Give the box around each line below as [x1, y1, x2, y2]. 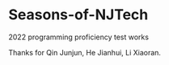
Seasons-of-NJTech [8, 6, 149, 24]
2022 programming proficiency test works [8, 32, 150, 42]
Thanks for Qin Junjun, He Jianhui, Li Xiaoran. [8, 47, 162, 57]
